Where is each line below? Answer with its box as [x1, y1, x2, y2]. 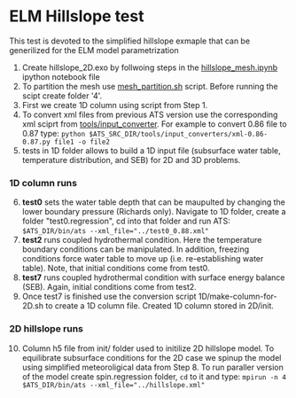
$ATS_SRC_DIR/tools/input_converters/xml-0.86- [89, 129, 269, 138]
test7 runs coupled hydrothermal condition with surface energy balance [21, 272, 285, 283]
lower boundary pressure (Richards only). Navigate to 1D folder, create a [21, 207, 286, 217]
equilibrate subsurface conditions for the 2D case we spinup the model [21, 352, 282, 363]
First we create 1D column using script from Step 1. [21, 99, 208, 110]
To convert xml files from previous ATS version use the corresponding [21, 109, 278, 120]
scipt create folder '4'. [21, 90, 103, 101]
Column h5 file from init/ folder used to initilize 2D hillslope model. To [21, 343, 275, 354]
